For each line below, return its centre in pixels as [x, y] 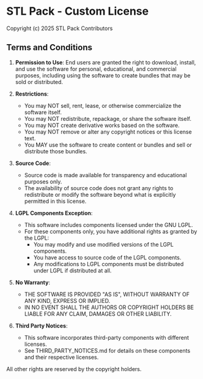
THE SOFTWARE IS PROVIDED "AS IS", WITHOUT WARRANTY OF [107, 294]
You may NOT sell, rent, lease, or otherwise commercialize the [103, 105]
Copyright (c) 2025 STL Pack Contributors [60, 28]
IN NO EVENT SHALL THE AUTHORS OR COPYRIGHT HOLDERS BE [109, 307]
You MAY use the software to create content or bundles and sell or [108, 145]
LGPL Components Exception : [54, 213]
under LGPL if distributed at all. [72, 270]
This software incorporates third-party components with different [107, 337]
